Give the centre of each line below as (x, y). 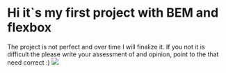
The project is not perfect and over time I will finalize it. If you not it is (106, 47)
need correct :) (29, 62)
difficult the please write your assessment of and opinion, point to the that (113, 54)
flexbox (30, 27)
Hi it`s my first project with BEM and (113, 13)
